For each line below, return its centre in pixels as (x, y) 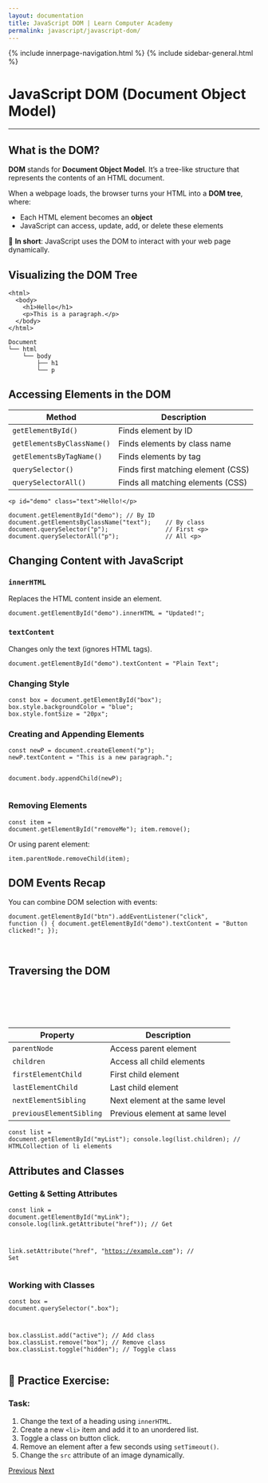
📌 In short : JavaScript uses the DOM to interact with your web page (120, 241)
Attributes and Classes (67, 1171)
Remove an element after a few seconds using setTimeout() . (119, 1446)
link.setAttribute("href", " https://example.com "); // (101, 1251)
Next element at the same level (168, 1100)
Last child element (145, 1088)
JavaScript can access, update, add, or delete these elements (121, 226)
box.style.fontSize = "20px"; (59, 714)
